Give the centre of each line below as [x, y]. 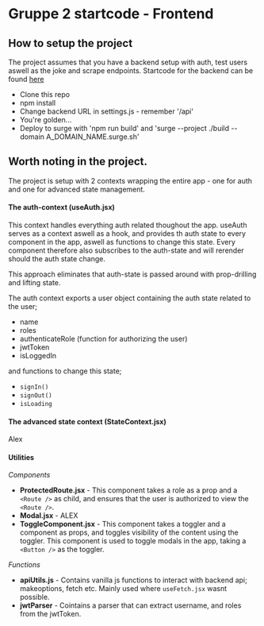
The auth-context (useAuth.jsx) [61, 207]
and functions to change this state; [65, 371]
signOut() [36, 396]
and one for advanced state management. [77, 189]
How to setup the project [71, 43]
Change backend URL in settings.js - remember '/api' [107, 111]
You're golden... [46, 120]
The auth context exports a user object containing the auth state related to [130, 298]
